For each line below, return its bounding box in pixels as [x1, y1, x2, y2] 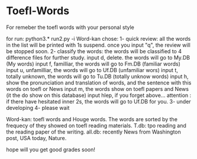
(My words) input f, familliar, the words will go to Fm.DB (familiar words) [6, 60, 180, 67]
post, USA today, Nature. [6, 134, 67, 141]
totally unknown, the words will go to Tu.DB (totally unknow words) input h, [6, 73, 189, 80]
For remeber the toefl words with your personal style [6, 24, 134, 31]
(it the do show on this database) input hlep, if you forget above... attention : [6, 92, 192, 99]
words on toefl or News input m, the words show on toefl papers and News [6, 85, 189, 92]
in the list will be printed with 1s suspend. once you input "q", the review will [6, 41, 190, 48]
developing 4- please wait [6, 104, 70, 111]
